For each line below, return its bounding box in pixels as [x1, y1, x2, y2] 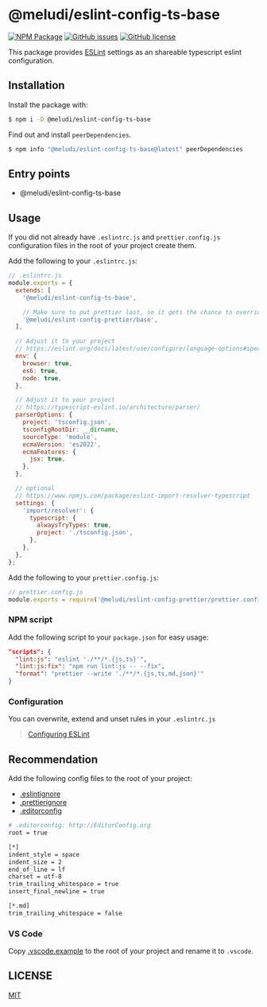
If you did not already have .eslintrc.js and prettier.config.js [8, 232, 221, 242]
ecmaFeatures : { [22, 448, 77, 456]
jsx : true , [29, 455, 66, 463]
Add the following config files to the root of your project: [8, 774, 192, 783]
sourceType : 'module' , [22, 433, 98, 441]
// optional [15, 484, 56, 492]
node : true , [22, 374, 62, 383]
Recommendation [8, 752, 98, 766]
